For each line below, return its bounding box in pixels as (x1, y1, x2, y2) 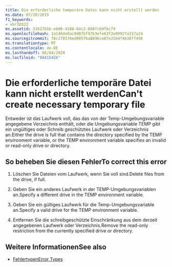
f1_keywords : (5, 17, 33, 22)
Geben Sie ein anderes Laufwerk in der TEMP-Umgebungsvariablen (12, 186, 156, 192)
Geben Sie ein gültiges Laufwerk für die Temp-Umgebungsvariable (12, 202, 155, 208)
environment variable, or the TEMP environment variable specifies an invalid (5, 137, 166, 143)
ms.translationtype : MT (5, 41, 56, 46)
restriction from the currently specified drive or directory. (12, 228, 134, 234)
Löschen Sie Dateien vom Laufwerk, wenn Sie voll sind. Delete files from (12, 171, 165, 177)
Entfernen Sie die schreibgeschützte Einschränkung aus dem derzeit (12, 217, 158, 223)
